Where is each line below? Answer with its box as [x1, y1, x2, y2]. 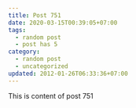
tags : [8, 26, 26, 34]
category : [8, 48, 41, 56]
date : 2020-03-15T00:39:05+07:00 [8, 19, 118, 27]
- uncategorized [15, 63, 68, 70]
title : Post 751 [8, 11, 61, 20]
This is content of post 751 [8, 91, 94, 100]
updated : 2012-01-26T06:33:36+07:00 [8, 70, 128, 77]
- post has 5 [15, 41, 58, 49]
